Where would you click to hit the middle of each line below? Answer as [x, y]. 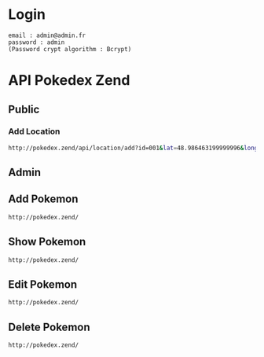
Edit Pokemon [42, 284]
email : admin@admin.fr [47, 35]
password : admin [37, 42]
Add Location [34, 131]
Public [24, 109]
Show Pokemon [47, 242]
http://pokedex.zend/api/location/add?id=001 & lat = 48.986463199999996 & [126, 148]
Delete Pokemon [49, 327]
